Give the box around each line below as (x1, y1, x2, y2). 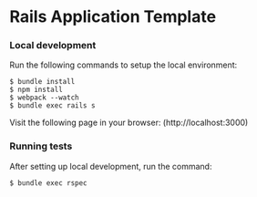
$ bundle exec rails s (9, 101, 96, 110)
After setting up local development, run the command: (9, 161, 212, 171)
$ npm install (9, 85, 64, 95)
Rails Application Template (9, 6, 217, 27)
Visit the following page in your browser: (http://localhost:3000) (9, 117, 249, 129)
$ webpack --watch (9, 93, 79, 102)
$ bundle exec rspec (9, 178, 88, 188)
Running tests (9, 140, 73, 152)
